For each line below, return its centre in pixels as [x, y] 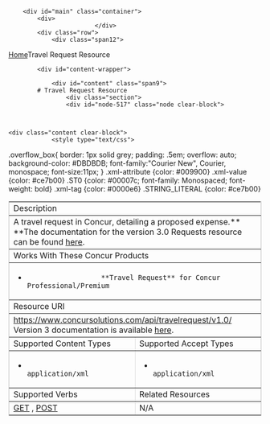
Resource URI [39, 306]
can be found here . [49, 242]
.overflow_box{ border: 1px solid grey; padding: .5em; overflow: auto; [123, 154]
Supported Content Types [62, 344]
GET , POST [35, 408]
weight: [21, 189]
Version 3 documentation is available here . [94, 330]
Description [35, 208]
